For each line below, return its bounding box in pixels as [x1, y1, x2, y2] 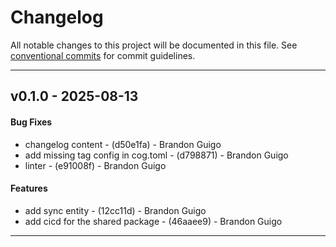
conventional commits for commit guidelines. [10, 49, 196, 61]
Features [10, 182, 48, 195]
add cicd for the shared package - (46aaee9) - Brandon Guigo [24, 215, 283, 227]
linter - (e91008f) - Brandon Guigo [24, 159, 167, 171]
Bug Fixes [10, 116, 53, 128]
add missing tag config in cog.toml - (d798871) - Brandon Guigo [24, 149, 289, 161]
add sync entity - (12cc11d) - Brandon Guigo [24, 204, 207, 216]
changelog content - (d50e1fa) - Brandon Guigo [24, 138, 222, 150]
